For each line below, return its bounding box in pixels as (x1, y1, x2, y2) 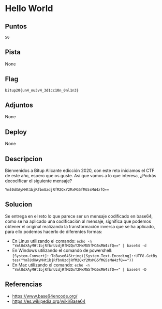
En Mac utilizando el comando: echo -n (12, 262, 90, 268)
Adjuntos (5, 101, 33, 109)
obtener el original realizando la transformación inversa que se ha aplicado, (5, 223, 155, 229)
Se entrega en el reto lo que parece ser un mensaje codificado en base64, (5, 213, 153, 219)
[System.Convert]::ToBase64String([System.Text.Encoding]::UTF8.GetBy (12, 253, 158, 258)
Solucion (5, 201, 32, 209)
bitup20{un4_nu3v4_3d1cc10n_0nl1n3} (5, 88, 79, 93)
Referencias (5, 280, 43, 289)
